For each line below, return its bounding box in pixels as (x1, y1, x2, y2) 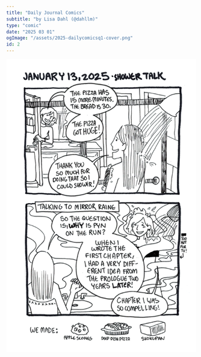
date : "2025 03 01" (6, 29, 55, 35)
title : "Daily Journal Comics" (6, 10, 85, 16)
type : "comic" (6, 22, 42, 28)
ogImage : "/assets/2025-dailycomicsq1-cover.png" (6, 35, 134, 41)
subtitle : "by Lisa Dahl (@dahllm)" (6, 16, 98, 22)
